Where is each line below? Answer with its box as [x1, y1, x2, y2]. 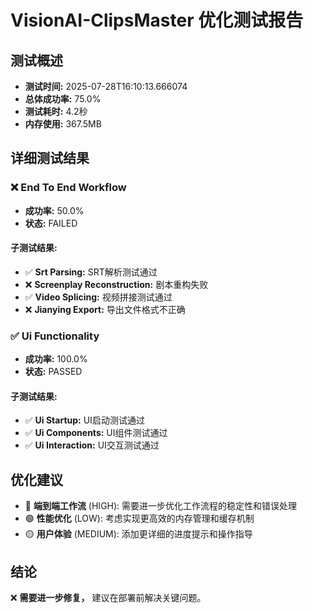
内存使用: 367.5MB [24, 118, 102, 130]
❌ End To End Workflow [10, 181, 127, 195]
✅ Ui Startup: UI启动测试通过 [24, 414, 145, 426]
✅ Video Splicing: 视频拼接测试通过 [24, 291, 173, 303]
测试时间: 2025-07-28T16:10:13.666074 [24, 81, 188, 92]
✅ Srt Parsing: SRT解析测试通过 [24, 266, 158, 278]
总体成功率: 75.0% [24, 93, 102, 105]
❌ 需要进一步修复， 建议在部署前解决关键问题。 [10, 592, 207, 604]
